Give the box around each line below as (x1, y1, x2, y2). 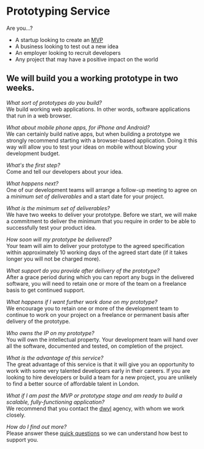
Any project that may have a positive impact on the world (15, 55, 158, 63)
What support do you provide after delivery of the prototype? (6, 267, 160, 274)
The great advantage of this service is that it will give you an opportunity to (6, 361, 195, 368)
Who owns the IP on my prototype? (6, 329, 95, 336)
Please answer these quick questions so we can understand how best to (6, 430, 188, 437)
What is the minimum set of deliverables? (6, 204, 110, 211)
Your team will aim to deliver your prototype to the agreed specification (6, 242, 185, 249)
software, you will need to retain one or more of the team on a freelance (6, 280, 187, 287)
